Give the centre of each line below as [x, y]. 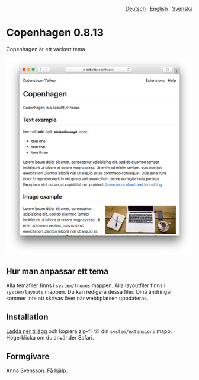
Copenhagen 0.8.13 [55, 33]
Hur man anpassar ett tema [57, 271]
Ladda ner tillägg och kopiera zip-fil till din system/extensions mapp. [89, 331]
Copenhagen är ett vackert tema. [46, 49]
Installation [27, 317]
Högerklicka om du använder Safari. [50, 338]
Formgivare [28, 356]
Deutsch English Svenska [159, 9]
